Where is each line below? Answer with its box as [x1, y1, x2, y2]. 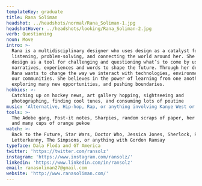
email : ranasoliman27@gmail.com [6, 165, 87, 171]
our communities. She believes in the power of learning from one [11, 76, 182, 82]
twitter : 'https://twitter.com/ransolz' [6, 148, 109, 154]
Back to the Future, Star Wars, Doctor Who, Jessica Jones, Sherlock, [11, 131, 192, 138]
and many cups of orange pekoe [11, 121, 90, 127]
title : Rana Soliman [6, 14, 58, 20]
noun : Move [6, 37, 34, 43]
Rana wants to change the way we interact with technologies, [11, 70, 171, 76]
